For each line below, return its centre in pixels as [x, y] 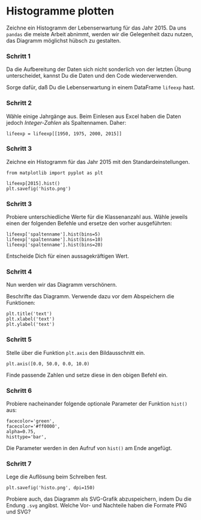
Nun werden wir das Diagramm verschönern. [62, 285]
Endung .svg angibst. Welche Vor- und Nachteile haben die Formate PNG [97, 506]
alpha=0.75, [21, 432]
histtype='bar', [26, 437]
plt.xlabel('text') [31, 319]
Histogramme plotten [60, 11]
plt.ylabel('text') [31, 324]
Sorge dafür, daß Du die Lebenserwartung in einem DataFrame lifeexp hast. [101, 87]
